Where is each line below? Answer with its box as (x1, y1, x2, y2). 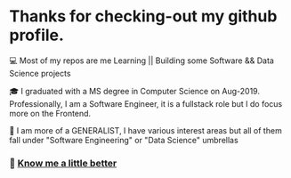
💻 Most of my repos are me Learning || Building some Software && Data (9, 55, 274, 66)
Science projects (9, 68, 71, 78)
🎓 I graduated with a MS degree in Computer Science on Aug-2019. (9, 85, 261, 96)
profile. (9, 25, 65, 45)
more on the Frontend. (9, 108, 92, 118)
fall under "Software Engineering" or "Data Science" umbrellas (9, 134, 238, 145)
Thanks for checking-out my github (9, 6, 278, 27)
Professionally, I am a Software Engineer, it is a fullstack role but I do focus (9, 98, 283, 109)
